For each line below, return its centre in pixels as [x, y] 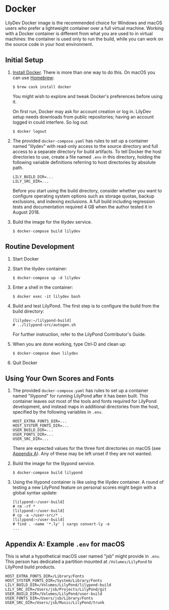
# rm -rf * [24, 506]
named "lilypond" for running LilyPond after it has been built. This [80, 396]
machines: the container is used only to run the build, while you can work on [84, 39]
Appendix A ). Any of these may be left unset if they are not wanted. [82, 454]
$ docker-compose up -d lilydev [46, 278]
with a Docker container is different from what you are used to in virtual [79, 33]
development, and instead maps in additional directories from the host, [86, 406]
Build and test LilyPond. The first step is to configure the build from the [86, 306]
